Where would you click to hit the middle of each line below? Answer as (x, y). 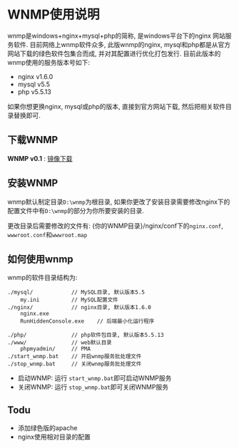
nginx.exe (35, 314)
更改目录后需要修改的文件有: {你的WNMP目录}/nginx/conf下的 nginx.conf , (115, 226)
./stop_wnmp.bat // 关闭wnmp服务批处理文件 (75, 364)
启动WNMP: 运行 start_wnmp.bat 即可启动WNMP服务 (95, 378)
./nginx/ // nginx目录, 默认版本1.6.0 (79, 308)
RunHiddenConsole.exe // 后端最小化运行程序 (87, 321)
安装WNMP (33, 183)
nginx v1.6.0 (35, 76)
